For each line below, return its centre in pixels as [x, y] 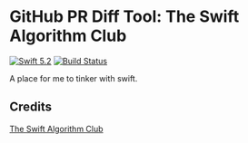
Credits [31, 107]
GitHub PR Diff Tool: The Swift [124, 17]
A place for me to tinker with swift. [74, 78]
